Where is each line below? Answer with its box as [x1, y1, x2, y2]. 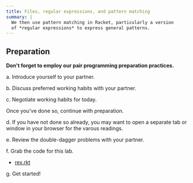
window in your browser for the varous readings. [6, 125, 123, 132]
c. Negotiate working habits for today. [6, 96, 97, 103]
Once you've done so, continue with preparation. [6, 108, 124, 115]
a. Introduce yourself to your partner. [6, 74, 95, 81]
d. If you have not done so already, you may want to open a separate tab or [6, 119, 187, 126]
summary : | [6, 14, 33, 20]
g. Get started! [6, 170, 41, 177]
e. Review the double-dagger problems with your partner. [6, 136, 144, 143]
